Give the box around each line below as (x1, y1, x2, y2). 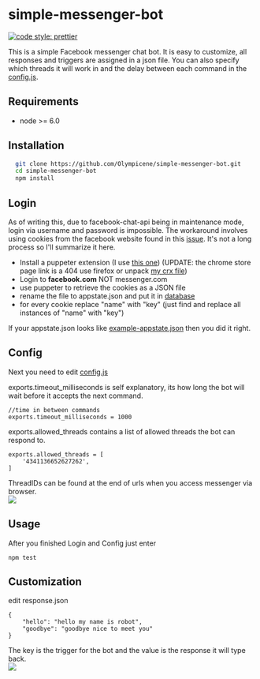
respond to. (8, 435, 46, 445)
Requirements (8, 95, 79, 108)
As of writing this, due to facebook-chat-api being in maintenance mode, (8, 217, 244, 227)
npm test (8, 553, 37, 561)
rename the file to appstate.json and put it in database (19, 291, 195, 301)
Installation (8, 139, 65, 152)
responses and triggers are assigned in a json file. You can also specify (8, 55, 240, 65)
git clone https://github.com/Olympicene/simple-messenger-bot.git (15, 159, 242, 167)
